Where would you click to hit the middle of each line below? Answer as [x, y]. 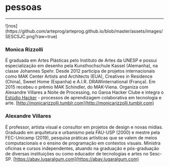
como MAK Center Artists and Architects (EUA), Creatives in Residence [79, 76]
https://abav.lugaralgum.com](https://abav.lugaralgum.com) [77, 159]
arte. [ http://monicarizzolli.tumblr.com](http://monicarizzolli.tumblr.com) [80, 103]
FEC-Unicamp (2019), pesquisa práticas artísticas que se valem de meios [81, 137]
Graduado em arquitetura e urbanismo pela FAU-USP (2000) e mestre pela [82, 132]
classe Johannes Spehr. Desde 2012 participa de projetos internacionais [80, 71]
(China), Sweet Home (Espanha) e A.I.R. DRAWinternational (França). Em [80, 82]
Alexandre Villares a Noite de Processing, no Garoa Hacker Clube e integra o [84, 92]
